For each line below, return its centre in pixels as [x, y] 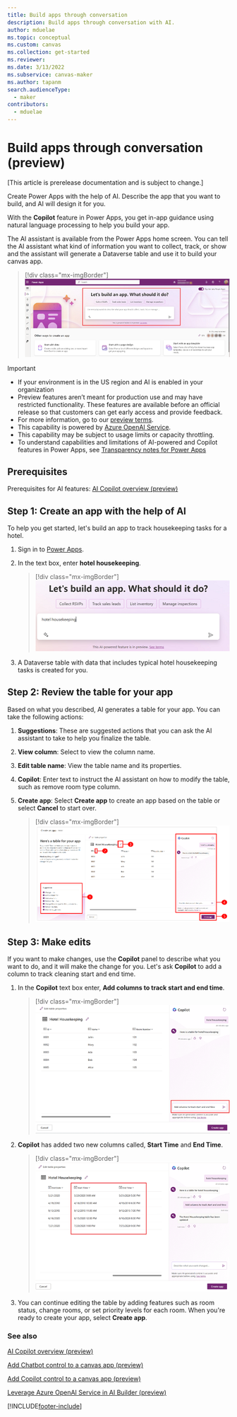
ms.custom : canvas [34, 45]
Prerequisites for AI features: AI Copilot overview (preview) [93, 489]
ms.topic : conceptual [39, 38]
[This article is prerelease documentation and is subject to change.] [105, 182]
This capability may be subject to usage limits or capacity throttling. [116, 435]
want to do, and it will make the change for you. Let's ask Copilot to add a [115, 967]
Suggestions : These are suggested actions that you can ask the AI [115, 730]
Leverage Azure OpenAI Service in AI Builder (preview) [87, 1393]
